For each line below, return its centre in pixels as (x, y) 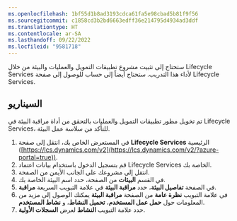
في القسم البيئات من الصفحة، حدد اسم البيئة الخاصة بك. (92, 179)
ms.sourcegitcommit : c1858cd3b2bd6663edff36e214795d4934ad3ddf (103, 20)
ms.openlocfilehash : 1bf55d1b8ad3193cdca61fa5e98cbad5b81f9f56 (103, 14)
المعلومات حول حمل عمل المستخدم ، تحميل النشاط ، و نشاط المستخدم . (111, 202)
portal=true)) (37, 157)
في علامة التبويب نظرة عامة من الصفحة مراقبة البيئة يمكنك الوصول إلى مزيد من (123, 194)
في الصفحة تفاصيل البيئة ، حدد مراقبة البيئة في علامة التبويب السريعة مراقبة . (117, 187)
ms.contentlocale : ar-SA (45, 34)
